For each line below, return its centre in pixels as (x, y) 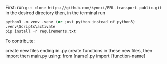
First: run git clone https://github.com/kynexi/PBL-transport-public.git (84, 7)
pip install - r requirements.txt (41, 31)
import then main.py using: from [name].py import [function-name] (75, 56)
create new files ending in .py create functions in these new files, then (79, 50)
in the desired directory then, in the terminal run (55, 13)
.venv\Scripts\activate (31, 26)
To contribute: (20, 41)
